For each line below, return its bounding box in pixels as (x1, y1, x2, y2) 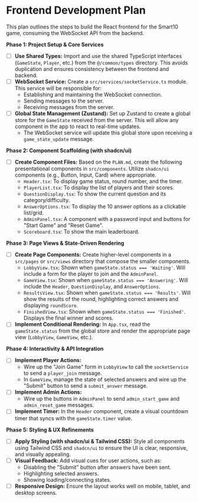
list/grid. (23, 209, 44, 216)
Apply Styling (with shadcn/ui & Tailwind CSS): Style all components (14, 437, 185, 445)
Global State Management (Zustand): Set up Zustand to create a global (14, 110, 191, 117)
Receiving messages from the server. (23, 104, 115, 111)
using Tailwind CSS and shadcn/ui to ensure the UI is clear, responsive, (14, 444, 188, 451)
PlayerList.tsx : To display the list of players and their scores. (23, 184, 174, 191)
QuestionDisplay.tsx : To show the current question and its (23, 190, 167, 197)
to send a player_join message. (23, 370, 102, 377)
